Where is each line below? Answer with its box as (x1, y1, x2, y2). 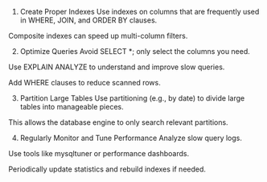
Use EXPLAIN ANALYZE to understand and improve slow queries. (8, 62, 225, 72)
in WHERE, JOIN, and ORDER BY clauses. (19, 15, 158, 25)
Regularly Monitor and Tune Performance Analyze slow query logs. (19, 133, 243, 143)
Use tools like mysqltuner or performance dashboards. (8, 149, 190, 158)
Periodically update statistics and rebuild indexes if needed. (8, 164, 207, 174)
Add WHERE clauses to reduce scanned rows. (8, 78, 161, 87)
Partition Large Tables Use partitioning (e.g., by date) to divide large (19, 93, 245, 103)
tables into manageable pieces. (19, 102, 124, 111)
